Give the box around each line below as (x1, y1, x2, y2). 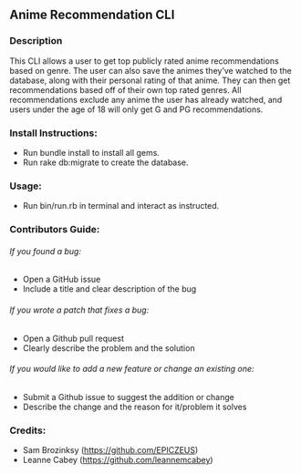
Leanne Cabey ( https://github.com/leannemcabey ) (22, 455, 213, 466)
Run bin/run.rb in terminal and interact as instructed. (22, 201, 220, 211)
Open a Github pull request (22, 333, 125, 344)
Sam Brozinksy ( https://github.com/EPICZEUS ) (22, 445, 199, 456)
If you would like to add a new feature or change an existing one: (9, 364, 254, 375)
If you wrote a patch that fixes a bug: (9, 304, 150, 315)
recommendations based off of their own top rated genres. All (9, 84, 242, 95)
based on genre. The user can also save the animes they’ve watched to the (9, 65, 292, 76)
